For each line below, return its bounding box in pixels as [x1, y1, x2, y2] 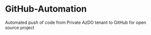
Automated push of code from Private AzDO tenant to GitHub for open [5, 19, 147, 25]
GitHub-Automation [5, 3, 87, 15]
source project [5, 24, 35, 30]
